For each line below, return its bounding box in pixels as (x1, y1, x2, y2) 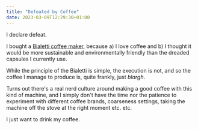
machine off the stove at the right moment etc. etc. (6, 104, 132, 111)
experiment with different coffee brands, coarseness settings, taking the (6, 97, 185, 105)
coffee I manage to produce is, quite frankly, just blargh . (6, 73, 146, 80)
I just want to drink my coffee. (6, 115, 80, 123)
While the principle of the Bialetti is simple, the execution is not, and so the (6, 67, 191, 74)
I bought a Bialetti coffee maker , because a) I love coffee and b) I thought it (6, 43, 191, 50)
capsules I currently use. (6, 55, 67, 62)
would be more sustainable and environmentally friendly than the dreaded (6, 49, 190, 56)
